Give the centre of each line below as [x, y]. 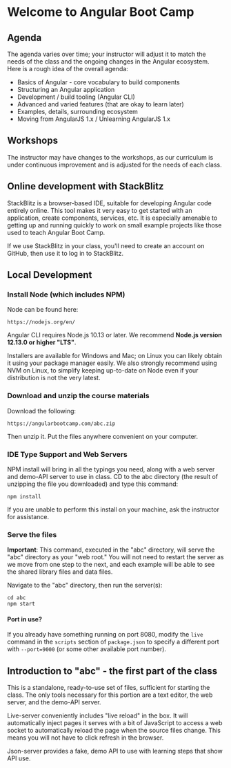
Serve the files [32, 534]
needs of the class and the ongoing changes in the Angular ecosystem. [108, 62]
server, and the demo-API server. [54, 702]
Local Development [50, 275]
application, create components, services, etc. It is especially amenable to [112, 218]
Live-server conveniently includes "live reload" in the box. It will [98, 715]
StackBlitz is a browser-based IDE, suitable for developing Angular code [109, 203]
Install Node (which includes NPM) [66, 294]
